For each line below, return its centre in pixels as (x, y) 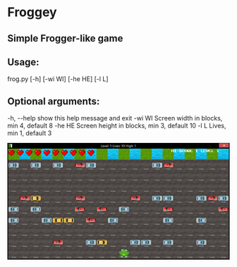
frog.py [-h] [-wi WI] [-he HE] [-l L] (58, 79)
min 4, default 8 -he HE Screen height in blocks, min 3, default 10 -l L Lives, (117, 126)
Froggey (32, 12)
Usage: (24, 62)
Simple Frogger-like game (65, 38)
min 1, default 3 (30, 133)
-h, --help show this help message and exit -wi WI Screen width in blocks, (115, 118)
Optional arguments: (54, 101)
